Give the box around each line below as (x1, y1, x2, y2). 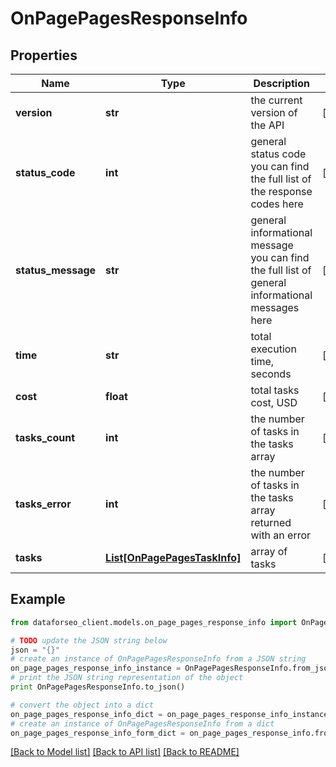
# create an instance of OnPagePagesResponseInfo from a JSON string (10, 654, 307, 664)
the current (250, 93, 303, 107)
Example (10, 591, 66, 608)
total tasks (250, 383, 300, 397)
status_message (15, 263, 97, 277)
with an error (250, 528, 312, 542)
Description (253, 77, 310, 90)
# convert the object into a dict (10, 700, 155, 710)
